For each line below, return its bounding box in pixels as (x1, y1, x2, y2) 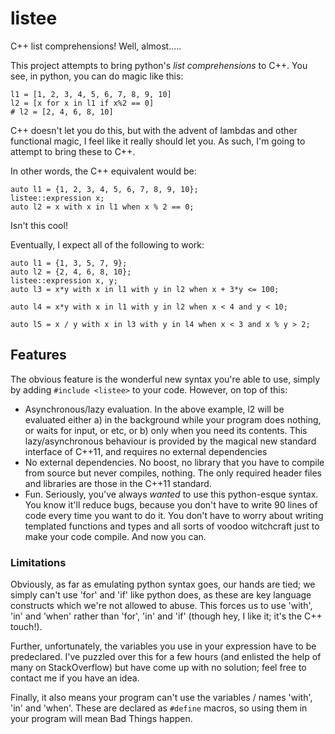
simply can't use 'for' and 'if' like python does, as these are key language (10, 589, 312, 601)
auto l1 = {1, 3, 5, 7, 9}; (10, 258, 128, 268)
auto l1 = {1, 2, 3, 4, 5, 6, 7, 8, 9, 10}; (10, 184, 199, 194)
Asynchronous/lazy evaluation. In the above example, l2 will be (24, 403, 285, 415)
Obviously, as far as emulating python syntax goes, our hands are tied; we (10, 578, 316, 591)
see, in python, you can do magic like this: (10, 70, 184, 82)
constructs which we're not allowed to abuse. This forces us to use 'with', (10, 600, 313, 612)
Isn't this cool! (10, 219, 68, 231)
